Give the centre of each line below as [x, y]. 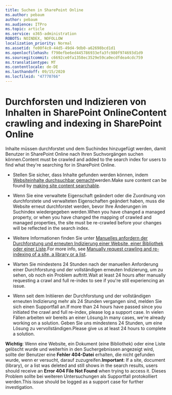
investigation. [19, 387]
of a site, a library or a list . [59, 254]
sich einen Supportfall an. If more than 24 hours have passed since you [87, 307]
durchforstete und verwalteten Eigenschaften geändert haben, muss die [89, 201]
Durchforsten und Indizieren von [76, 102]
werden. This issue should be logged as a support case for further [74, 382]
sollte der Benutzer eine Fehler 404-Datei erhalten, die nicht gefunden [80, 354]
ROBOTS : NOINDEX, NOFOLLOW [34, 39]
